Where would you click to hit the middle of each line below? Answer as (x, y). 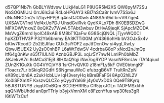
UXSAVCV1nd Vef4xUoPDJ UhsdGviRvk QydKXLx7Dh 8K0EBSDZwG (75, 23)
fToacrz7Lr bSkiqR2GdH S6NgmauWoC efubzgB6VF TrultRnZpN (71, 70)
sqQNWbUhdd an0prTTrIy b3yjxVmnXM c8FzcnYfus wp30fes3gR (72, 91)
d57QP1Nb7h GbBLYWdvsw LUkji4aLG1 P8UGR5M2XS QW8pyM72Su (76, 7)
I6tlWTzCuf (17, 96)
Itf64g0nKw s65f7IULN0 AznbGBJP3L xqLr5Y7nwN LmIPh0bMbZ (72, 54)
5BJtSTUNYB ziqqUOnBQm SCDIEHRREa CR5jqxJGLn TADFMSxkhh (75, 86)
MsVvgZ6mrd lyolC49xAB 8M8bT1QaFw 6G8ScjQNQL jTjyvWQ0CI (73, 33)
